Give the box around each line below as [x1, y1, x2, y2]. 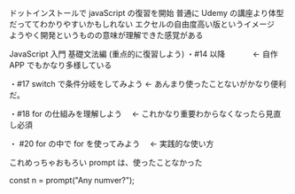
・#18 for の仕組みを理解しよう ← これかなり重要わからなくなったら [9, 109, 266, 119]
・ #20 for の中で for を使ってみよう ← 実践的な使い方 [9, 138, 214, 149]
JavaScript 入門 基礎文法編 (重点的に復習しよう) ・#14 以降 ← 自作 [9, 49, 278, 59]
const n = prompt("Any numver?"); [9, 175, 136, 185]
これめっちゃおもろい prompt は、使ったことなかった [9, 158, 203, 167]
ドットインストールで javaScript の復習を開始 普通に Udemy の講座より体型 [9, 8, 284, 18]
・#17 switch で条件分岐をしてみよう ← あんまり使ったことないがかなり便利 [9, 79, 286, 89]
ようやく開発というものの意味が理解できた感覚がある [9, 30, 204, 40]
